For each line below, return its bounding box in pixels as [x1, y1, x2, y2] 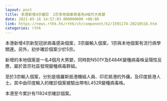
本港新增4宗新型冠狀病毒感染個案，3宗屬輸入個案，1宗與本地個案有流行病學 [5, 40, 161, 46]
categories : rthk [5, 26, 41, 31]
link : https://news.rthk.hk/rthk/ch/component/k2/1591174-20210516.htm [5, 21, 157, 26]
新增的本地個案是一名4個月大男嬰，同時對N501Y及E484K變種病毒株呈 [5, 57, 149, 63]
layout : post [5, 7, 32, 12]
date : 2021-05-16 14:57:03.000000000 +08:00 [5, 16, 99, 21]
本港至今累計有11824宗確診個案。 [5, 91, 74, 97]
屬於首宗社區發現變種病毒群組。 [13, 63, 80, 69]
